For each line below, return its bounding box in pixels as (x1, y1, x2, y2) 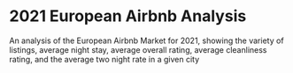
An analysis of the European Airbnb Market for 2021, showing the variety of (9, 35, 285, 46)
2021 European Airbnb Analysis (9, 6, 247, 26)
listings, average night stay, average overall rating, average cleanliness (9, 44, 267, 55)
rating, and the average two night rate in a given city (9, 54, 200, 64)
